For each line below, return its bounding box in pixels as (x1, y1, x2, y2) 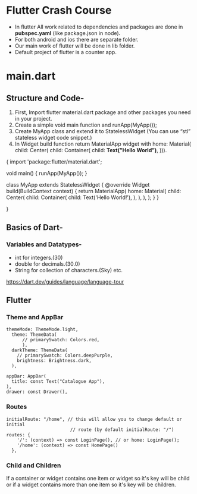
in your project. (14, 115, 52, 122)
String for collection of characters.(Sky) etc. (14, 266, 123, 273)
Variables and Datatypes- (6, 240, 82, 248)
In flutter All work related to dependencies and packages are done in (14, 23, 183, 30)
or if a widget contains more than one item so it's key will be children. (6, 481, 177, 488)
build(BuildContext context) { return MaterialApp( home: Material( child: (6, 187, 182, 194)
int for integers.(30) (14, 254, 63, 261)
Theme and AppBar (6, 313, 64, 321)
